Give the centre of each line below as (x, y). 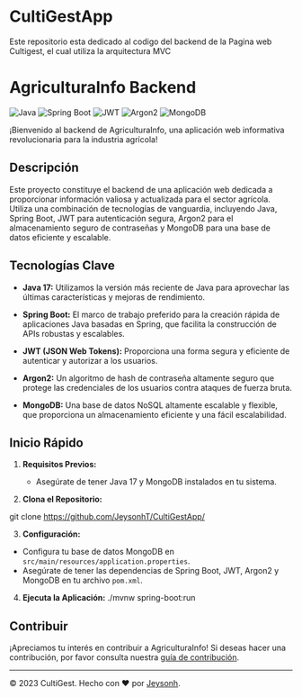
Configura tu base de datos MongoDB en (98, 552)
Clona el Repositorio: (62, 499)
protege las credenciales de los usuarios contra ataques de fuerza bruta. (157, 387)
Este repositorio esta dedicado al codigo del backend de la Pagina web (141, 41)
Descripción (44, 168)
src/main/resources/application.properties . (106, 561)
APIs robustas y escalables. (74, 333)
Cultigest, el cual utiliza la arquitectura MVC (90, 50)
